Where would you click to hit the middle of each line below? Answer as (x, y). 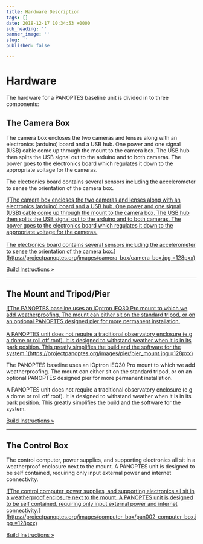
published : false (28, 46)
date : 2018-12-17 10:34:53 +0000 (48, 23)
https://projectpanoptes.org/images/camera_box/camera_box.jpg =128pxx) (102, 257)
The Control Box (37, 445)
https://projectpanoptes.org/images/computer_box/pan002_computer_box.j (102, 517)
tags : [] (17, 18)
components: (23, 104)
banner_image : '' (28, 34)
